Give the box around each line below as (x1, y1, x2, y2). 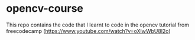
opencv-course (6, 2, 84, 15)
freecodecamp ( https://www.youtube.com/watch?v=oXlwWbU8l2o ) (6, 27, 171, 34)
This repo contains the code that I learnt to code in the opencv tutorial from (6, 21, 189, 28)
